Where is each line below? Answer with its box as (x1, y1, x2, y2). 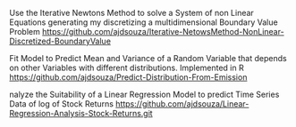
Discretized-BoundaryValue (9, 36, 112, 46)
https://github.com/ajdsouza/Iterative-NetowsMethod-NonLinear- (41, 27, 284, 36)
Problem (9, 27, 40, 36)
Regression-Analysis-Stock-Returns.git (9, 108, 154, 118)
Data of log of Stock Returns (9, 99, 114, 109)
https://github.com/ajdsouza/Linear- (115, 99, 249, 109)
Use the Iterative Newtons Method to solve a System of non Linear (9, 8, 255, 18)
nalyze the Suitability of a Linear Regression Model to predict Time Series (9, 89, 280, 99)
